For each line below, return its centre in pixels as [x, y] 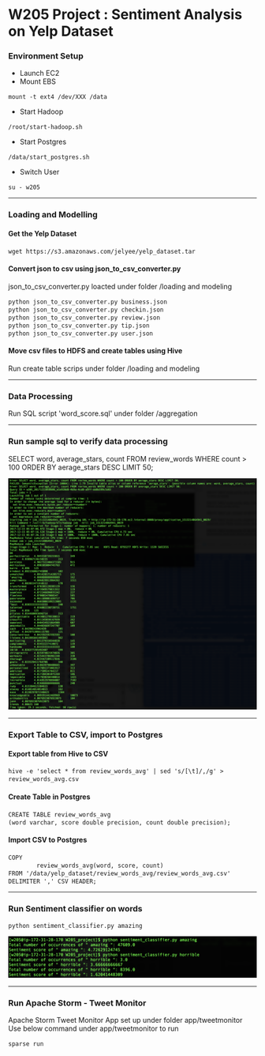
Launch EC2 [39, 74]
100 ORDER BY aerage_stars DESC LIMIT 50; [81, 467]
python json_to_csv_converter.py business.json [88, 302]
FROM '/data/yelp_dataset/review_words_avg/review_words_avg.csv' [119, 873]
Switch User [39, 172]
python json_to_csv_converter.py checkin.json [86, 310]
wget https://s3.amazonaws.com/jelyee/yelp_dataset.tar [102, 251]
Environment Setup [46, 56]
